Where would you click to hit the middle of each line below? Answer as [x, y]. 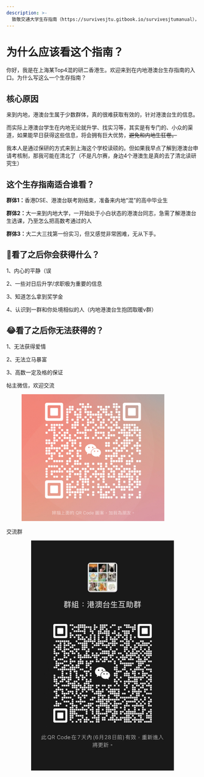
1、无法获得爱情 [26, 346]
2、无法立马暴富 [27, 359]
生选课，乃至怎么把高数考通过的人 [49, 221]
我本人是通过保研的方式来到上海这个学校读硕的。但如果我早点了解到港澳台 [100, 148]
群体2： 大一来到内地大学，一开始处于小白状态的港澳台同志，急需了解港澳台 [101, 213]
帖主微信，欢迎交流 [30, 385]
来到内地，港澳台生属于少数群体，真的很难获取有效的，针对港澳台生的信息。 [102, 115]
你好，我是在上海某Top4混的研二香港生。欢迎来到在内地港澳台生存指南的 [98, 70]
